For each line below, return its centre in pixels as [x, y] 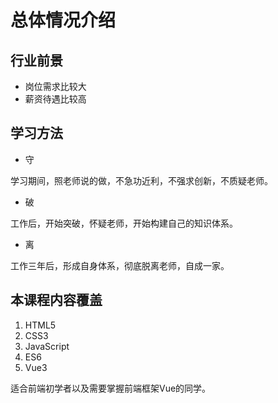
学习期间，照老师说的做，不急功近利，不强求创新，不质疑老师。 [141, 180]
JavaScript [47, 346]
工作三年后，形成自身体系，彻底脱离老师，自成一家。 [120, 265]
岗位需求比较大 [55, 86]
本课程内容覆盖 [56, 300]
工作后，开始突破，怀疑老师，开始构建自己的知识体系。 [124, 223]
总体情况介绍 [63, 20]
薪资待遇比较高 [55, 99]
